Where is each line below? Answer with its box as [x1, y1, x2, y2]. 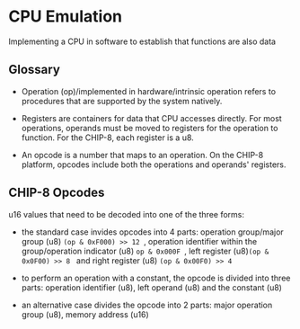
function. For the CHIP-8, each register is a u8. [21, 132, 194, 143]
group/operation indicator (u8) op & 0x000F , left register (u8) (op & [21, 245, 269, 256]
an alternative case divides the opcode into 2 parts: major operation [21, 299, 273, 310]
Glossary [8, 62, 60, 77]
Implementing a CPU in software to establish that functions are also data [8, 36, 276, 47]
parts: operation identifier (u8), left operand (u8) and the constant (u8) [21, 281, 282, 293]
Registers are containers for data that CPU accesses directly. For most [21, 112, 282, 123]
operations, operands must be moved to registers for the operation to [21, 122, 278, 133]
